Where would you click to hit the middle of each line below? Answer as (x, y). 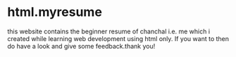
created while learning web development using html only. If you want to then (118, 38)
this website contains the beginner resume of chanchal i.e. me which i (108, 31)
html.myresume (55, 12)
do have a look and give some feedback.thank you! (81, 46)
